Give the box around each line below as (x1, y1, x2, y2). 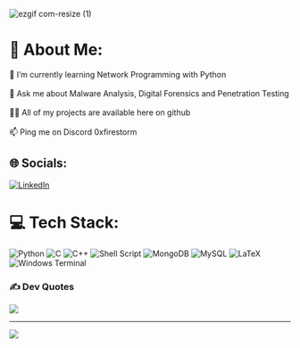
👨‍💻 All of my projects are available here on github (9, 107, 191, 118)
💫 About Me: (9, 40, 104, 60)
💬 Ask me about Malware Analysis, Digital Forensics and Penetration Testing (9, 87, 290, 98)
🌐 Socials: (9, 156, 68, 171)
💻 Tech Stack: (9, 212, 120, 232)
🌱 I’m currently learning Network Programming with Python (9, 69, 227, 79)
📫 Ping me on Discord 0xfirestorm (9, 126, 137, 137)
